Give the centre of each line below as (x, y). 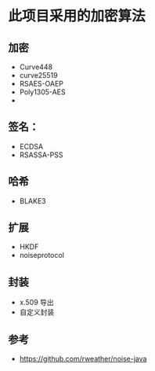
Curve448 (36, 67)
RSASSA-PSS (41, 155)
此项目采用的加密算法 (77, 16)
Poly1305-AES (42, 92)
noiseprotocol (42, 255)
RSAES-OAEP (41, 84)
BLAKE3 (33, 200)
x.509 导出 (37, 303)
